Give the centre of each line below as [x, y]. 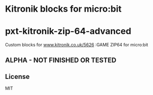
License [17, 76]
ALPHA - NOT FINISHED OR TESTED [61, 60]
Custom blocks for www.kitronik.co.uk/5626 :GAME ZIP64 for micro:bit [77, 45]
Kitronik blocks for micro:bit [63, 9]
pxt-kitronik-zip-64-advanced [68, 31]
